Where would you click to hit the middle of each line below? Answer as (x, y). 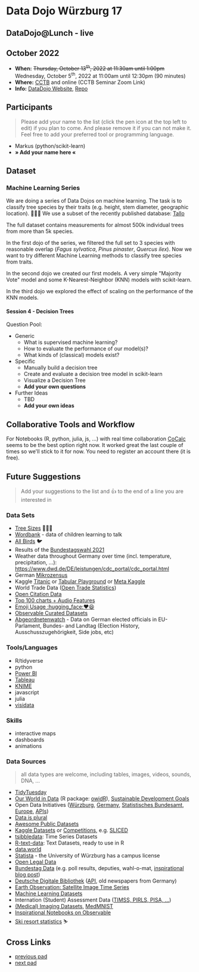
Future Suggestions (43, 476)
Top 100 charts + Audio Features (55, 601)
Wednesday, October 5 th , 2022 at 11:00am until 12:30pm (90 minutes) (100, 75)
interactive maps (35, 733)
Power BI (26, 673)
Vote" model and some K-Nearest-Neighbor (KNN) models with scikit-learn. (99, 280)
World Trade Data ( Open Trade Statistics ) (66, 588)
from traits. (20, 262)
